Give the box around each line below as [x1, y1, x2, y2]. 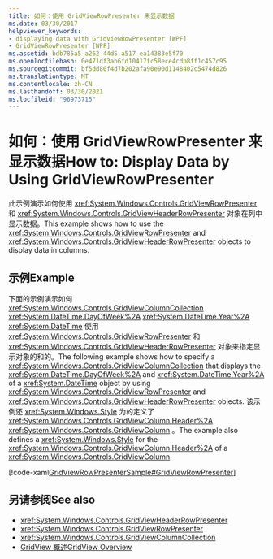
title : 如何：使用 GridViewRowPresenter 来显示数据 [8, 11, 175, 20]
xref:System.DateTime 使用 [8, 322, 99, 331]
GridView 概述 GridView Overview [19, 542, 132, 552]
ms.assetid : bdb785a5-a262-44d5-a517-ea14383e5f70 [8, 50, 184, 58]
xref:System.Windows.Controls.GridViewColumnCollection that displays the [8, 361, 262, 370]
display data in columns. [8, 245, 90, 255]
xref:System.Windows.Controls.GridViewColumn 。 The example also [8, 426, 238, 435]
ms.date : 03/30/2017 [8, 19, 79, 28]
